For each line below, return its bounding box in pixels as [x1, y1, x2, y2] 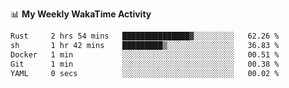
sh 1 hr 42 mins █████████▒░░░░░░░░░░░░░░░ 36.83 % [10, 40, 280, 50]
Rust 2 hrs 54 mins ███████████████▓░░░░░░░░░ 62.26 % [10, 31, 280, 41]
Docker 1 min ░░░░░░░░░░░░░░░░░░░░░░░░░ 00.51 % [10, 49, 280, 60]
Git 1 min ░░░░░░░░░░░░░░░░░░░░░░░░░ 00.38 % [10, 59, 280, 69]
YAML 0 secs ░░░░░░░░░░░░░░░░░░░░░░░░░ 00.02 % [10, 68, 280, 78]
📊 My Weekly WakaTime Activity [10, 8, 152, 20]
